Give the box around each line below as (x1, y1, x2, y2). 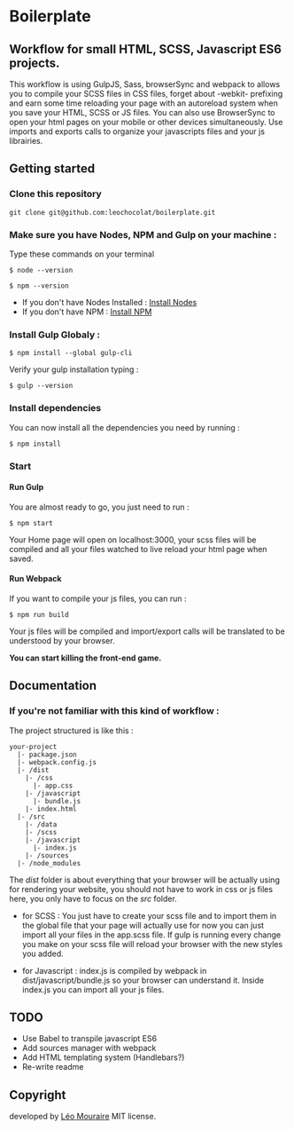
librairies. (9, 136, 43, 146)
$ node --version (9, 265, 73, 274)
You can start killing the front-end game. (9, 652, 162, 663)
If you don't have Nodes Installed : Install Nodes (21, 296, 197, 307)
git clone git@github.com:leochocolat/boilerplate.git (9, 208, 216, 217)
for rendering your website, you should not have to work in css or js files (9, 883, 273, 894)
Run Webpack (9, 573, 62, 584)
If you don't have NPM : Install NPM (21, 306, 152, 317)
